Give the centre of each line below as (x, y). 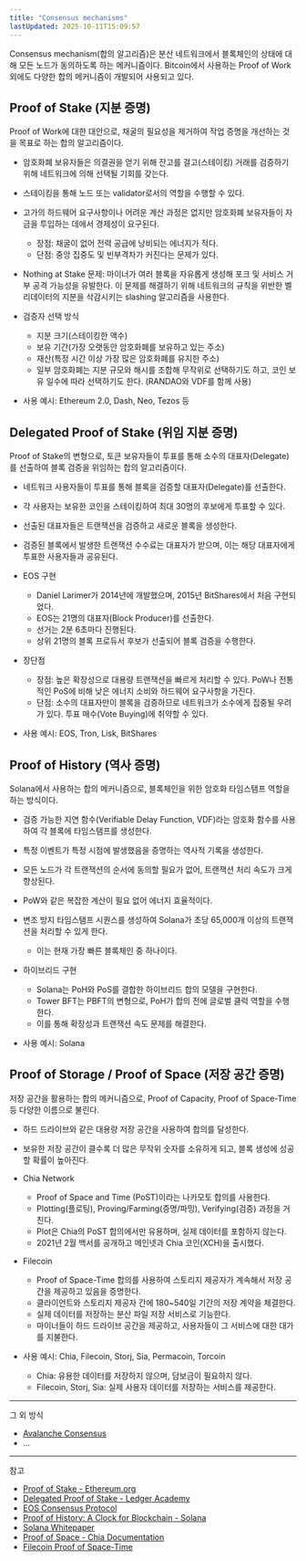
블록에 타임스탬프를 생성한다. (101, 831)
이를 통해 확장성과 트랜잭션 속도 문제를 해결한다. (121, 1023)
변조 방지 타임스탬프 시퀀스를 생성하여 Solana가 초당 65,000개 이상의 (146, 919)
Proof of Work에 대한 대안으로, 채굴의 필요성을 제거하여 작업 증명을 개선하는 (145, 131)
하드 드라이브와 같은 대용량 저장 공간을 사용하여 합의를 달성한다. (135, 1129)
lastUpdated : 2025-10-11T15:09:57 (75, 26)
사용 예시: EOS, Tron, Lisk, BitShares (90, 733)
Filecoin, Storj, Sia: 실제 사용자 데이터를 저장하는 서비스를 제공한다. (156, 1387)
